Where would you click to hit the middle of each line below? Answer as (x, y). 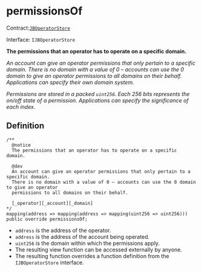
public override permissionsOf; (47, 219)
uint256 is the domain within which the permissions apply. (87, 243)
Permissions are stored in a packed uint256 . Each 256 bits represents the (98, 94)
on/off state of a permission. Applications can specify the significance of (98, 100)
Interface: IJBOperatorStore (41, 39)
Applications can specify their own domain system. (70, 82)
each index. (21, 106)
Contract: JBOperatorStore (38, 28)
